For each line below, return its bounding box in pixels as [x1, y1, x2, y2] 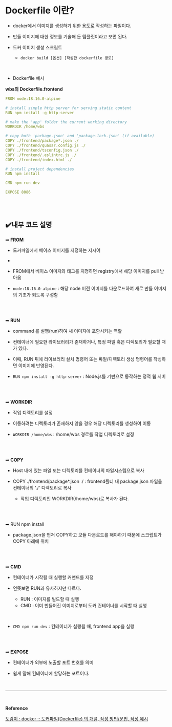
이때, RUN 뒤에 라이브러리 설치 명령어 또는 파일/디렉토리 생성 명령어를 [12, 356, 153, 362]
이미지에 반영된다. [18, 362, 54, 369]
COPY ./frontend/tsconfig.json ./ [5, 147, 79, 153]
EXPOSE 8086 [5, 190, 31, 195]
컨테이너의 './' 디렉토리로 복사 [12, 484, 72, 490]
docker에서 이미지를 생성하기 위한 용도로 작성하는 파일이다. [12, 23, 132, 29]
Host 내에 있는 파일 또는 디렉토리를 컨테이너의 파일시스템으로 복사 [12, 467, 144, 474]
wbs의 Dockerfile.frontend [5, 85, 63, 92]
